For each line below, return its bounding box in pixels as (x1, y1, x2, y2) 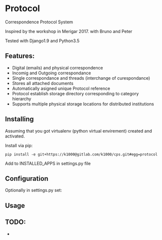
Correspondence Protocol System (5, 19, 73, 25)
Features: (5, 52, 35, 60)
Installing (5, 115, 34, 123)
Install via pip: (5, 142, 33, 148)
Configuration (5, 174, 49, 183)
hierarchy (12, 96, 32, 102)
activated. (5, 133, 25, 139)
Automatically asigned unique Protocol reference (12, 86, 110, 91)
